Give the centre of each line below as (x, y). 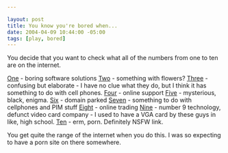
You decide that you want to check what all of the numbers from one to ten (113, 58)
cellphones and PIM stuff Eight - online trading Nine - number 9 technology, (114, 107)
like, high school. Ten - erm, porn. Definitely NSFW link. (85, 122)
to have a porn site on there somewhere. (64, 142)
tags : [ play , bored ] (37, 38)
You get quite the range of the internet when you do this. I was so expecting (114, 135)
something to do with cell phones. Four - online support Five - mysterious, (112, 93)
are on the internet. (34, 65)
